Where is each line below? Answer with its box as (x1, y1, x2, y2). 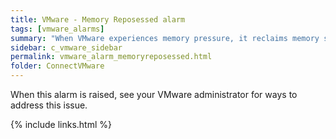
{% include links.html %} (10, 119, 112, 130)
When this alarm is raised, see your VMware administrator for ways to (10, 89, 298, 100)
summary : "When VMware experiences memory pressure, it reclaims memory (10, 33, 320, 43)
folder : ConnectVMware (10, 61, 105, 71)
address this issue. (10, 99, 88, 111)
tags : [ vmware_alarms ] (10, 24, 105, 34)
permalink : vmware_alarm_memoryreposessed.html (10, 52, 213, 62)
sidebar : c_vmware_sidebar (10, 42, 123, 53)
